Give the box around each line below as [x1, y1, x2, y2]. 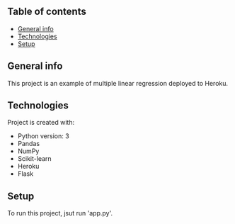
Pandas [17, 140, 40, 148]
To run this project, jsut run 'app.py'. [7, 209, 113, 218]
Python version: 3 [17, 132, 69, 140]
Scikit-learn [17, 155, 52, 163]
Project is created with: [7, 118, 75, 127]
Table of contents [7, 6, 86, 18]
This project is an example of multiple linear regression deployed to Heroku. [7, 79, 229, 87]
